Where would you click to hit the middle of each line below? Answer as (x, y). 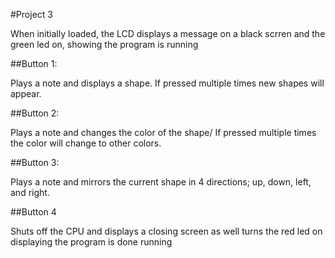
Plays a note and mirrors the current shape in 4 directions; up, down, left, (161, 182)
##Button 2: (35, 113)
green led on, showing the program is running (104, 44)
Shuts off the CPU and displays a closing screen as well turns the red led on (166, 231)
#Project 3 (31, 14)
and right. (30, 192)
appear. (26, 93)
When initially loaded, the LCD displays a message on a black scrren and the (168, 33)
